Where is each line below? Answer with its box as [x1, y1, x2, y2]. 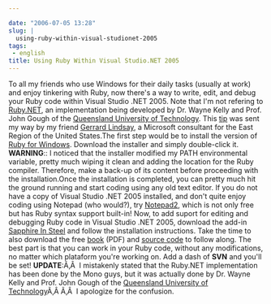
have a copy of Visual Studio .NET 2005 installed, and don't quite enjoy [8, 192, 247, 201]
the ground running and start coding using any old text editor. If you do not [8, 183, 258, 192]
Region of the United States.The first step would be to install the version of [8, 131, 258, 141]
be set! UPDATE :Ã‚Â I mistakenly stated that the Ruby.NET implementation [8, 261, 258, 270]
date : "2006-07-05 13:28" [8, 19, 96, 27]
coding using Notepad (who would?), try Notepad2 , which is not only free [8, 200, 254, 210]
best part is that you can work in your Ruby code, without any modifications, [8, 243, 264, 253]
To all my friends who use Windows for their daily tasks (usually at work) [8, 79, 252, 89]
